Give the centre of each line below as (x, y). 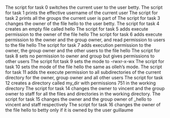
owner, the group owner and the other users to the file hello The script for (83, 51)
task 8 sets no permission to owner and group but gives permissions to (80, 56)
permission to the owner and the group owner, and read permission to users (85, 40)
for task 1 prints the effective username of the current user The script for (82, 13)
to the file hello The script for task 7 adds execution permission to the (78, 45)
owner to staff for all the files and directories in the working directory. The (83, 94)
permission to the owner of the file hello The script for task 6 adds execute (84, 34)
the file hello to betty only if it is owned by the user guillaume (69, 110)
